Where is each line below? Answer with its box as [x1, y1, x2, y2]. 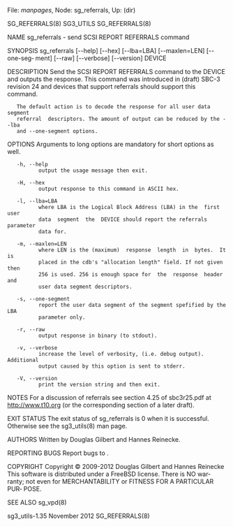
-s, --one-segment [16, 296, 70, 303]
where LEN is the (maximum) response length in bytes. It [38, 247, 227, 254]
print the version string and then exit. [38, 381, 160, 388]
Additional [7, 356, 39, 363]
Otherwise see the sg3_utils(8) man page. [7, 422, 128, 430]
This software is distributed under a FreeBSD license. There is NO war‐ [7, 470, 211, 478]
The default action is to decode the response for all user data [16, 103, 211, 110]
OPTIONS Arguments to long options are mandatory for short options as [7, 140, 214, 148]
